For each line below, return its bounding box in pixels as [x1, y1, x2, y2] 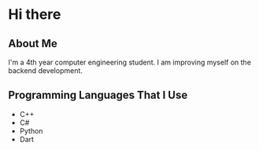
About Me [8, 37, 57, 50]
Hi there [8, 5, 61, 24]
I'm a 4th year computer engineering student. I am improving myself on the [8, 57, 252, 67]
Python [19, 126, 43, 135]
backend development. [8, 66, 83, 75]
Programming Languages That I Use [8, 89, 188, 102]
